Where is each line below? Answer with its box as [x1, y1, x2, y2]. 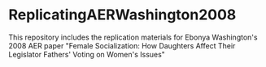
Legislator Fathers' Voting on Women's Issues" [8, 49, 165, 59]
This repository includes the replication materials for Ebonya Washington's [8, 32, 258, 42]
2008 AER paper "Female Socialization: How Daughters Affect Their [8, 40, 236, 50]
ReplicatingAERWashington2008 [8, 6, 237, 24]
